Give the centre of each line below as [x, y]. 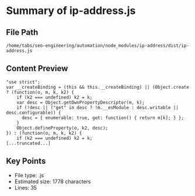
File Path [22, 32]
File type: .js [29, 175]
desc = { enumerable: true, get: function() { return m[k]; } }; [102, 118]
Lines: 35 [25, 187]
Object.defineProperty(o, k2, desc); [62, 128]
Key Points [26, 161]
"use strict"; [23, 82]
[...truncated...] [28, 143]
